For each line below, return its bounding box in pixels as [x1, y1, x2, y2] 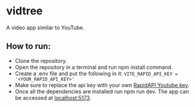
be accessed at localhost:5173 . [14, 94, 92, 101]
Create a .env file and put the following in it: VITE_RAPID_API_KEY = [14, 70, 178, 77]
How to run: [6, 41, 51, 51]
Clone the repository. [14, 57, 67, 64]
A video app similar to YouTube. [6, 24, 85, 31]
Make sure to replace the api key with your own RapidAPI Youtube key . [14, 81, 190, 88]
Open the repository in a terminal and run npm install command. [14, 63, 173, 71]
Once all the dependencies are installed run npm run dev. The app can [14, 88, 189, 95]
